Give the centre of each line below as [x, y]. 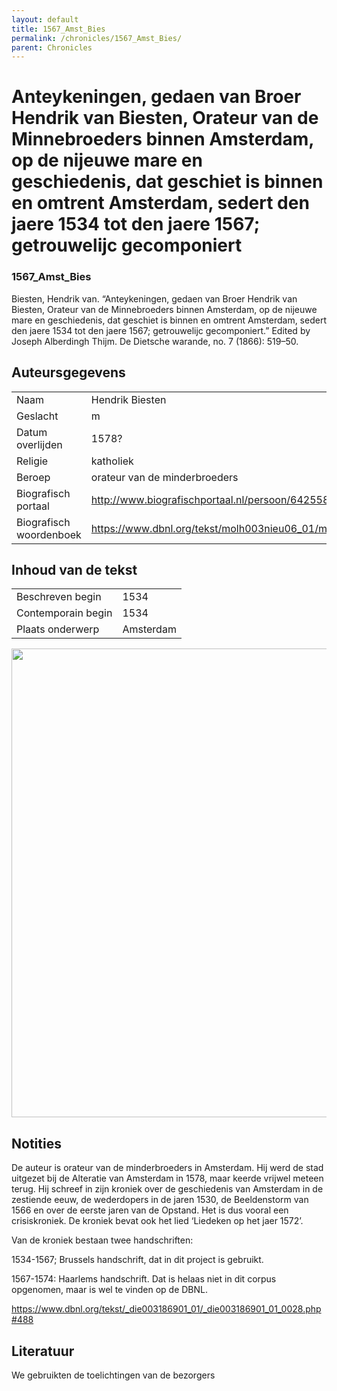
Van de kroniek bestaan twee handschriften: [102, 1240]
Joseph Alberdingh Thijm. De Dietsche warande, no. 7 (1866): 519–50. [155, 341]
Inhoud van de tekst [74, 569]
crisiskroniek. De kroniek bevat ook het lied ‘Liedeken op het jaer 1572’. [157, 1221]
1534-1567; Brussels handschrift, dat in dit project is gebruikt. [137, 1260]
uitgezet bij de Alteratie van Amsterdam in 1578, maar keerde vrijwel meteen [167, 1178]
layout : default [45, 19]
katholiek [112, 461]
